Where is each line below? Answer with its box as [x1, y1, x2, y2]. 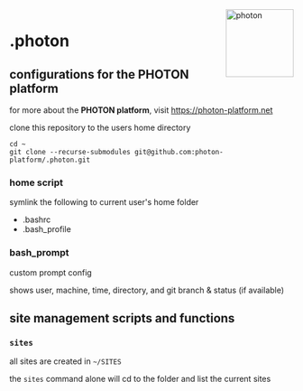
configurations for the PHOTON [9, 67, 189, 82]
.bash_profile [22, 224, 72, 235]
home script [9, 176, 64, 189]
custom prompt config [9, 266, 92, 278]
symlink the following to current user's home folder [9, 197, 199, 208]
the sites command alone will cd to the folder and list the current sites [9, 374, 271, 385]
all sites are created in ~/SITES [9, 356, 122, 367]
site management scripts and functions [9, 311, 235, 326]
